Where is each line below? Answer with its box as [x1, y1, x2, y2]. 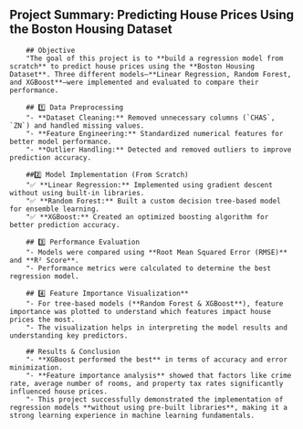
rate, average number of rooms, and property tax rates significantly [9, 379, 284, 388]
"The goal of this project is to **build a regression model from [26, 54, 284, 63]
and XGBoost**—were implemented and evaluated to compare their [9, 78, 259, 87]
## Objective [26, 46, 76, 55]
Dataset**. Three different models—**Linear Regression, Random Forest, [9, 69, 292, 78]
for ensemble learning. [9, 204, 100, 214]
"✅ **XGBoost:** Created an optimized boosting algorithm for [26, 212, 269, 222]
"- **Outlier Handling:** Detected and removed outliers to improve [26, 145, 292, 154]
